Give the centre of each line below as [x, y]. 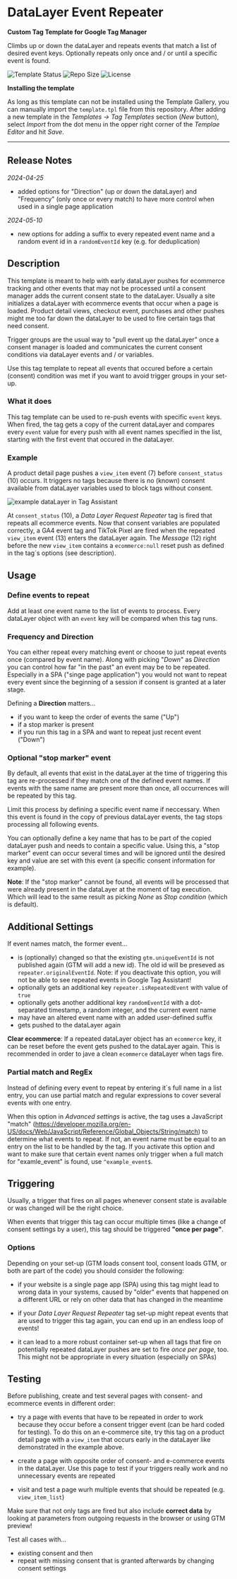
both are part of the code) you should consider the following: [96, 1271]
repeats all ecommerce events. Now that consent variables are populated [114, 523]
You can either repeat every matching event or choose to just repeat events [117, 652]
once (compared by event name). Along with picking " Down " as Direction [114, 660]
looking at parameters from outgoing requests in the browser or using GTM [116, 1518]
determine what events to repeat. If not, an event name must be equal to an [117, 1138]
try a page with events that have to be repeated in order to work [110, 1417]
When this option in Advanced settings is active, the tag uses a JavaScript [115, 1116]
